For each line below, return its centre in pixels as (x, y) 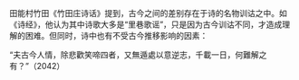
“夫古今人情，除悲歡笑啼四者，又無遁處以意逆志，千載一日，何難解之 (138, 55)
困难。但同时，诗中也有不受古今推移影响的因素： (116, 36)
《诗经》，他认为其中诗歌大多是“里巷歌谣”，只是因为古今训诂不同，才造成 (146, 24)
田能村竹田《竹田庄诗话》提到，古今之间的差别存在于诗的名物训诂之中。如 (148, 13)
